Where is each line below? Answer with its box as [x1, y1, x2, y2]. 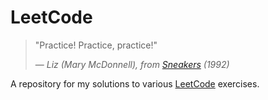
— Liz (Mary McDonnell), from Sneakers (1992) [34, 58, 230, 70]
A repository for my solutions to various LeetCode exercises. [10, 77, 260, 90]
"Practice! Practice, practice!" [34, 39, 158, 51]
